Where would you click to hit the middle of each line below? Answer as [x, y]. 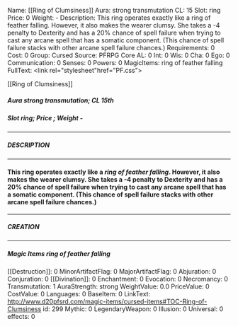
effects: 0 [21, 317]
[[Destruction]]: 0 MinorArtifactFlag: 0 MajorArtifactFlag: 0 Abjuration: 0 [112, 272]
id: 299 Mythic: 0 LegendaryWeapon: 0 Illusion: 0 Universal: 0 [133, 309]
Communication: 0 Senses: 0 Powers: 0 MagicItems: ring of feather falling [115, 63]
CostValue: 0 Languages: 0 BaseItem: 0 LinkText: [79, 294]
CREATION [24, 227]
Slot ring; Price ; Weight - [45, 118]
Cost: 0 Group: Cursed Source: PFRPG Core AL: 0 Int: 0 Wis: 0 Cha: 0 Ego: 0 [119, 55]
